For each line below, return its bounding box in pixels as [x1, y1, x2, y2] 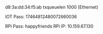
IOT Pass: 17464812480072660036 [5, 14, 77, 19]
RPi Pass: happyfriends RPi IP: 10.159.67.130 [5, 23, 94, 29]
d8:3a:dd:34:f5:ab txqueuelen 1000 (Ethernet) [5, 4, 99, 10]
